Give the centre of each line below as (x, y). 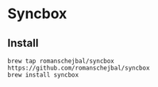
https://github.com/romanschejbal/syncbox (79, 68)
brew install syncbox (43, 75)
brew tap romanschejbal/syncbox (61, 61)
